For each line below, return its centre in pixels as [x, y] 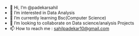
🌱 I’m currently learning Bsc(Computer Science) [58, 18]
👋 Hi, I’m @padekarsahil [34, 8]
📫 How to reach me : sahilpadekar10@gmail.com [59, 28]
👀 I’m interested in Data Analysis [42, 13]
